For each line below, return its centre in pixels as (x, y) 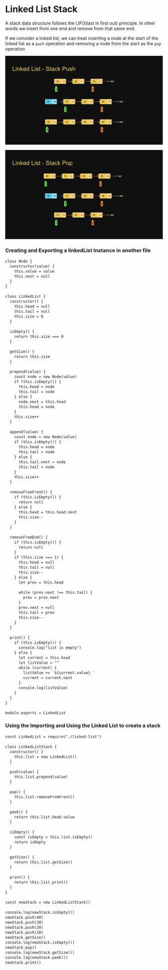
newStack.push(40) (24, 917)
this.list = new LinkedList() (46, 757)
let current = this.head (44, 658)
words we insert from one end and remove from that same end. (70, 28)
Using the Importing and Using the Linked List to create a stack (83, 726)
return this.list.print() (41, 882)
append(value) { (26, 432)
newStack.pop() (21, 947)
